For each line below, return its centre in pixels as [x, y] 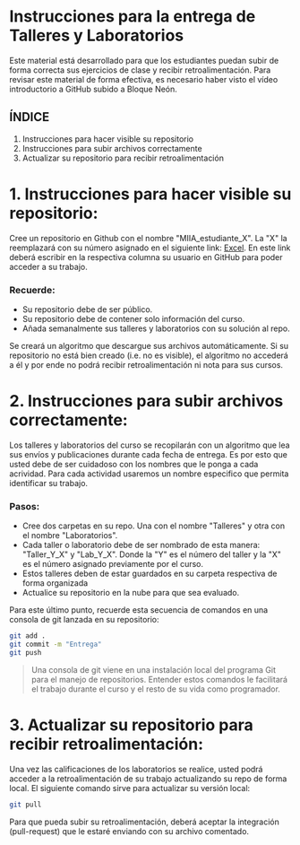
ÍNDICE [30, 117]
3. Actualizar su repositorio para [131, 725]
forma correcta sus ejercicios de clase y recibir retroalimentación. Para [140, 70]
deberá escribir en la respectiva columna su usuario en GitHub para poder [146, 257]
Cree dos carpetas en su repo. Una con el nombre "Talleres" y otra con [153, 526]
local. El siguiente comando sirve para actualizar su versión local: [130, 788]
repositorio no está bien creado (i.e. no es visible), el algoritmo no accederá [149, 355]
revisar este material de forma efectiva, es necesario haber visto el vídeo [144, 79]
